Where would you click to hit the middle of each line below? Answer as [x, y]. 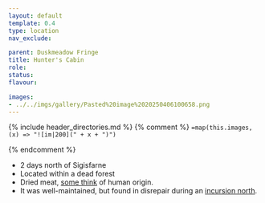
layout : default [35, 16]
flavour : [23, 82]
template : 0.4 [32, 23]
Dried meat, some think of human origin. [87, 182]
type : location [34, 30]
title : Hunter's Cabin [46, 60]
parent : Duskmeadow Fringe [53, 53]
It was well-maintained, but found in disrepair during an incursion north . [139, 191]
